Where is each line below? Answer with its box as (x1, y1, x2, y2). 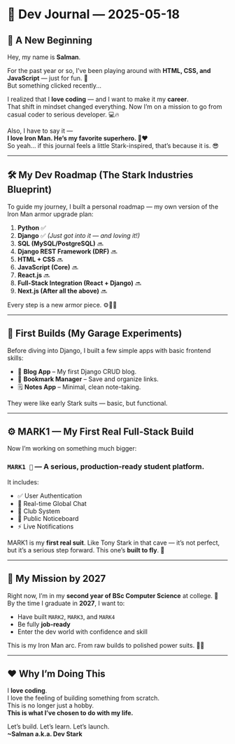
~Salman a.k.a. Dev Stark (7, 730, 83, 738)
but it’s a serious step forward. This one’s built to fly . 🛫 (7, 545, 165, 554)
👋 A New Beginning (7, 34, 93, 46)
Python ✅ (17, 223, 47, 232)
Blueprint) (7, 184, 52, 196)
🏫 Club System (17, 507, 61, 515)
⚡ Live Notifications (17, 522, 74, 531)
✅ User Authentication (17, 491, 83, 500)
